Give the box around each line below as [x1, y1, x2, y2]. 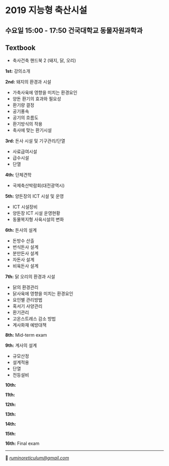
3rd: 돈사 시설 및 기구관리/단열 [5, 138, 65, 144]
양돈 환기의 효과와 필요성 [12, 96, 61, 102]
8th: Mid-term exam [5, 332, 47, 338]
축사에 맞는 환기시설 [12, 127, 52, 133]
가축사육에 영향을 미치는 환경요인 [12, 89, 77, 96]
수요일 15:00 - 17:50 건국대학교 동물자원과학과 [5, 26, 143, 35]
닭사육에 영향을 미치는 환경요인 [12, 291, 73, 297]
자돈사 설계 [12, 257, 35, 263]
